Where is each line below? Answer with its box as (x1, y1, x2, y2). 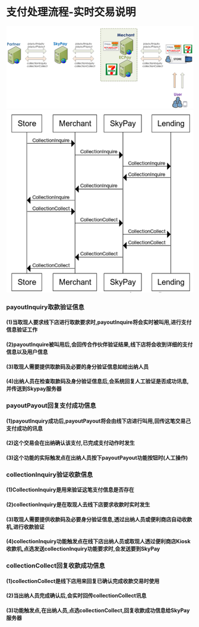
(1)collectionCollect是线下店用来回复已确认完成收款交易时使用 (6, 577, 160, 584)
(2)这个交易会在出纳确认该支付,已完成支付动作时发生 (6, 439, 135, 446)
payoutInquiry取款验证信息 (6, 303, 85, 311)
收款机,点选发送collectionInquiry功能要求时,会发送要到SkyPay (6, 545, 160, 553)
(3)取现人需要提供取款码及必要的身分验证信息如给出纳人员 (6, 363, 149, 370)
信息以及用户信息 (6, 348, 48, 355)
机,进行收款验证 (6, 523, 45, 530)
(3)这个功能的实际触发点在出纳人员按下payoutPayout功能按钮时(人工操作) (6, 454, 188, 461)
